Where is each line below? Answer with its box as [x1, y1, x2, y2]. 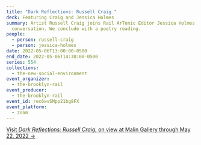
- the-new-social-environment [11, 70, 87, 76]
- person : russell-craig [11, 37, 74, 43]
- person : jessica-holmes [11, 43, 77, 49]
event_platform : [6, 103, 47, 110]
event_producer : [6, 87, 47, 93]
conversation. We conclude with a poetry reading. [11, 25, 141, 32]
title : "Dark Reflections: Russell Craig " [6, 8, 117, 15]
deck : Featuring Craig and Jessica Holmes [6, 14, 114, 20]
